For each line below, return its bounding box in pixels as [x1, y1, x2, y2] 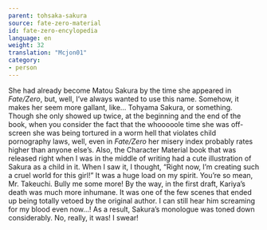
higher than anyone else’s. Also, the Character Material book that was [8, 145, 237, 154]
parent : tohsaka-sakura [8, 11, 88, 20]
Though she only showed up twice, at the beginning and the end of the [8, 111, 241, 121]
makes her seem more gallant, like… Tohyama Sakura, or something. [8, 102, 233, 112]
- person [8, 64, 37, 72]
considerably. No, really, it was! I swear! [8, 212, 139, 222]
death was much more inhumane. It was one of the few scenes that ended [8, 187, 253, 196]
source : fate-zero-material [8, 19, 102, 27]
